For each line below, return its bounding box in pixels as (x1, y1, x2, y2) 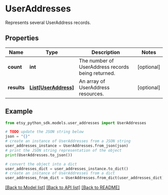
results (7, 84, 25, 91)
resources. (78, 90, 104, 97)
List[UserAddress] (29, 84, 74, 91)
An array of (78, 78, 105, 85)
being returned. (78, 69, 115, 76)
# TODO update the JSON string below (5, 129, 84, 135)
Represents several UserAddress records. (5, 19, 91, 25)
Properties (5, 34, 39, 42)
